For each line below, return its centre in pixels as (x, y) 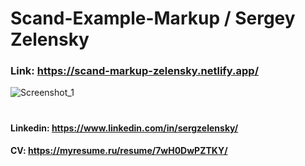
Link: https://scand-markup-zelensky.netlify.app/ (135, 71)
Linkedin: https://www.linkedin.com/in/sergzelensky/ (124, 128)
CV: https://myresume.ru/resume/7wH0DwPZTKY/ (119, 151)
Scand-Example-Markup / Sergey (153, 18)
